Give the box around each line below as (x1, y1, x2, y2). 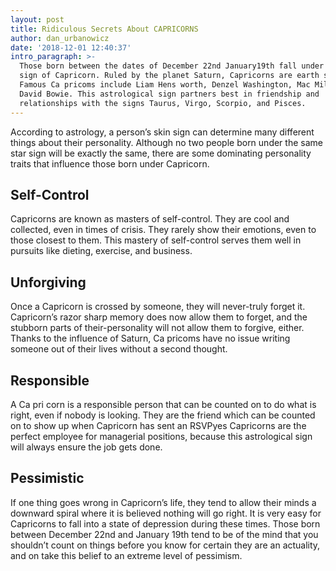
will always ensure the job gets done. (10, 441, 163, 453)
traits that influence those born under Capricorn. (10, 157, 210, 170)
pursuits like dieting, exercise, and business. (10, 245, 193, 257)
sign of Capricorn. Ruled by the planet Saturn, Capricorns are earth (19, 71, 320, 81)
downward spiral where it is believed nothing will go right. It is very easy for (10, 507, 322, 519)
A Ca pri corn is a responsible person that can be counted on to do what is (10, 398, 317, 410)
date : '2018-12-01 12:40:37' (10, 42, 132, 53)
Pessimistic (10, 470, 85, 487)
